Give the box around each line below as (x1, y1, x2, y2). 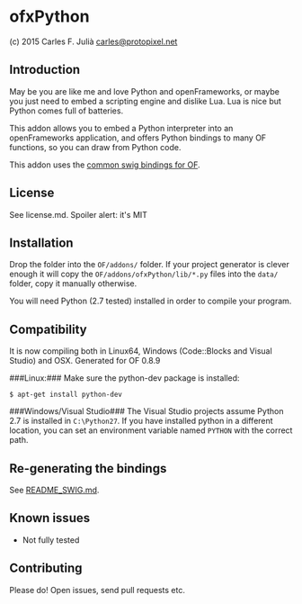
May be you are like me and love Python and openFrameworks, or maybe (9, 86, 280, 96)
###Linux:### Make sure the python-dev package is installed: (9, 373, 240, 383)
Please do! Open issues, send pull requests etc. (9, 584, 186, 595)
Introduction (9, 62, 81, 77)
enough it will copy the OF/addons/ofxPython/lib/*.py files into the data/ (9, 268, 279, 280)
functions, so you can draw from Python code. (9, 141, 182, 152)
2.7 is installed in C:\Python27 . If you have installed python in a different (9, 416, 273, 427)
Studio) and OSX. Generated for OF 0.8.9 (9, 356, 161, 366)
